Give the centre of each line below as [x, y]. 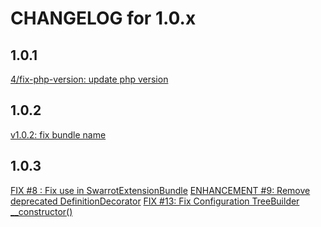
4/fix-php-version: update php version [89, 79]
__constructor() [41, 211]
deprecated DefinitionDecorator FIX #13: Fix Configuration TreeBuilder [155, 201]
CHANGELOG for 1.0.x [103, 18]
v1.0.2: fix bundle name [58, 134]
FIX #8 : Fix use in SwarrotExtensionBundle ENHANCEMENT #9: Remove [160, 190]
